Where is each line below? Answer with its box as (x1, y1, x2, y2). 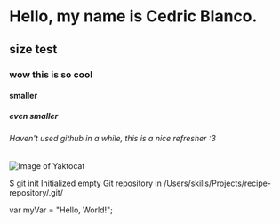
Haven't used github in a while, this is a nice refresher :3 (9, 133, 216, 144)
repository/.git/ (9, 187, 64, 197)
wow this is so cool (9, 68, 93, 81)
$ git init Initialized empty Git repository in (9, 178, 162, 188)
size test (9, 42, 58, 57)
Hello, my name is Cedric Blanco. (9, 6, 258, 27)
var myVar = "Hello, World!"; (9, 204, 113, 215)
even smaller (9, 110, 59, 121)
